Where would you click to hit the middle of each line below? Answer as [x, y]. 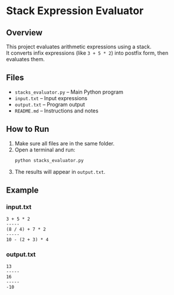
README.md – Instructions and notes [56, 111]
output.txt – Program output [50, 104]
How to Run [28, 129]
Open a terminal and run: [45, 150]
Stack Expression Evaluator [75, 11]
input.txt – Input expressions [51, 98]
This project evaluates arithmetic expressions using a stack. [79, 47]
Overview [24, 33]
